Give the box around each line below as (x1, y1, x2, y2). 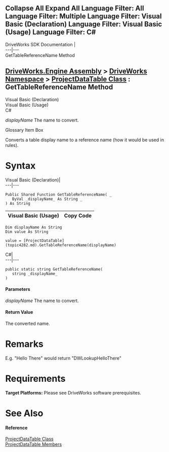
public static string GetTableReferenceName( (5, 266, 103, 272)
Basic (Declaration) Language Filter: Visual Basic (5, 20, 162, 28)
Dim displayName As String (5, 225, 62, 230)
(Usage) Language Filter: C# (5, 28, 96, 37)
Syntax (5, 160, 36, 171)
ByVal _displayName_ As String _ (12, 196, 82, 201)
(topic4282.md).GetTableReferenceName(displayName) (5, 243, 116, 248)
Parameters (5, 286, 30, 292)
